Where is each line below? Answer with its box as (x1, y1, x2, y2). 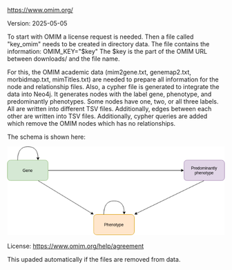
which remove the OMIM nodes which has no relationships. (7, 119, 176, 127)
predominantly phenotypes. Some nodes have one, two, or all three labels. (7, 97, 219, 106)
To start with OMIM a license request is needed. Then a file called (7, 32, 194, 41)
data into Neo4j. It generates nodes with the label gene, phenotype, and (7, 90, 212, 98)
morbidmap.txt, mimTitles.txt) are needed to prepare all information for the (7, 75, 219, 84)
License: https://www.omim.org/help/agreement (7, 242, 144, 251)
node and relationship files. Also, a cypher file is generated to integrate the (7, 83, 220, 90)
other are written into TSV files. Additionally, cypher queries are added (7, 112, 208, 120)
